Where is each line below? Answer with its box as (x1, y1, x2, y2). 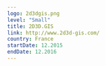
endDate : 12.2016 (7, 49, 57, 56)
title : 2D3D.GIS (7, 23, 54, 30)
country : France (7, 36, 54, 43)
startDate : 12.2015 (7, 42, 63, 49)
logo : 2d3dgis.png (7, 10, 60, 17)
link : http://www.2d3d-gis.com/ (7, 29, 100, 36)
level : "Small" (7, 16, 51, 23)
